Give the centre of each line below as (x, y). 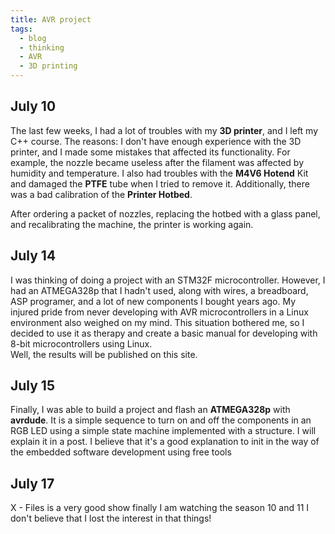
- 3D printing (48, 66)
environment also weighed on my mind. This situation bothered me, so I (157, 322)
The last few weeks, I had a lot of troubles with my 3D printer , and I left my (164, 130)
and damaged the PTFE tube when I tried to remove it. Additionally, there (160, 183)
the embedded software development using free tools (121, 452)
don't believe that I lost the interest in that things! (111, 518)
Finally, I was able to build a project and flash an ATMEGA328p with (150, 410)
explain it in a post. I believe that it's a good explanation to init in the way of (165, 442)
